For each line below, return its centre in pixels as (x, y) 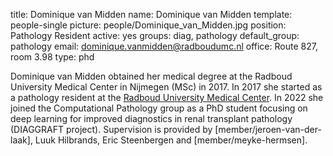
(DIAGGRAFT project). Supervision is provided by (111, 129)
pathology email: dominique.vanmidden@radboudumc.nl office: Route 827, (164, 46)
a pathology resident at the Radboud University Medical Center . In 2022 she (167, 97)
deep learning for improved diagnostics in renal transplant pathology (151, 118)
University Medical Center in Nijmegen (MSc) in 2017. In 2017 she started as (166, 87)
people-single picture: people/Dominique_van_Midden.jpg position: (148, 25)
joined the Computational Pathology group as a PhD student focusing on (159, 108)
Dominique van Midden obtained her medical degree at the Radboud (151, 76)
